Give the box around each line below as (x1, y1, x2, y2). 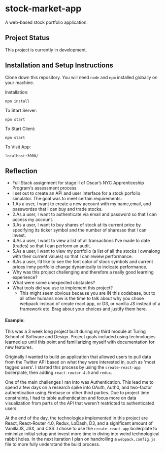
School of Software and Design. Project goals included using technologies (5, 333, 156, 339)
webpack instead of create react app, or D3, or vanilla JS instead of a (19, 301, 161, 307)
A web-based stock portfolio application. (5, 19, 88, 25)
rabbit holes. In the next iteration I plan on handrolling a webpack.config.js (5, 436, 156, 442)
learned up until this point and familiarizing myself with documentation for (5, 339, 155, 345)
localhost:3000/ (5, 153, 38, 158)
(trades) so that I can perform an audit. (12, 243, 91, 249)
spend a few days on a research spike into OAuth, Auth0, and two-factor (5, 384, 152, 390)
